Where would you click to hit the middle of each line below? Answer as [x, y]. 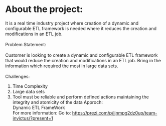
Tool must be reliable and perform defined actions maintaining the [80, 97]
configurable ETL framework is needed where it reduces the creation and [81, 28]
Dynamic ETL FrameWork [39, 107]
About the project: [44, 9]
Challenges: [18, 76]
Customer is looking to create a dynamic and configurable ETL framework [81, 55]
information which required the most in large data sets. [62, 66]
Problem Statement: [26, 44]
